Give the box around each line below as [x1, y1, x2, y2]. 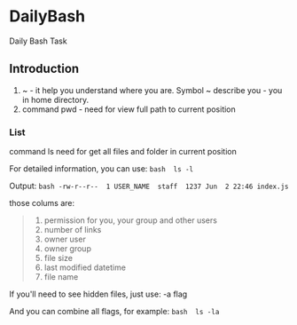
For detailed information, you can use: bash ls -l [9, 163, 194, 174]
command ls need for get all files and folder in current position [9, 147, 237, 157]
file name [43, 272, 79, 282]
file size [43, 253, 74, 264]
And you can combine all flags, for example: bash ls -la [9, 306, 220, 317]
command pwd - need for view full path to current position [21, 104, 237, 115]
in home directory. [21, 94, 90, 105]
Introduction [9, 61, 80, 76]
